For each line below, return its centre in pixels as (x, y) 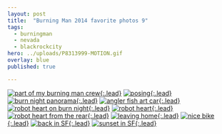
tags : (15, 27)
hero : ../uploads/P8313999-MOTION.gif (65, 54)
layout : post (27, 14)
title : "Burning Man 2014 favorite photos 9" (78, 21)
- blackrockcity (38, 47)
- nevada (27, 40)
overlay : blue (29, 60)
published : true (31, 67)
